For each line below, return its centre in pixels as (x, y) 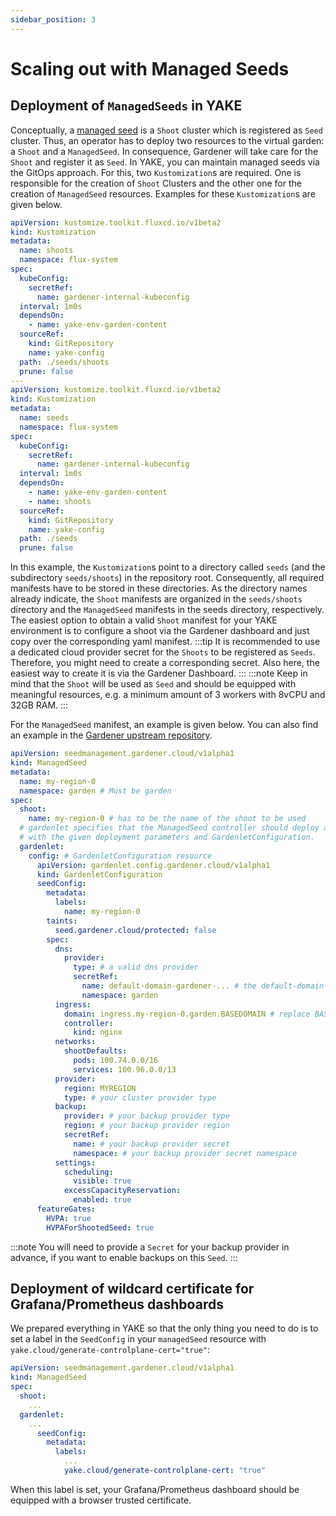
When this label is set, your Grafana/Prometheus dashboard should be (155, 1489)
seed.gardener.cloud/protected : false (135, 930)
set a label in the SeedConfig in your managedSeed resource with (138, 1339)
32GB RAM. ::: (39, 705)
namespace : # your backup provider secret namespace (185, 1153)
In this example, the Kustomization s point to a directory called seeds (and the (168, 567)
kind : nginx (98, 1032)
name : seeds (44, 418)
